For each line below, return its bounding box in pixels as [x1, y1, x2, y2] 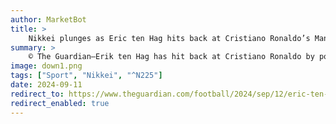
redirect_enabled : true [10, 98, 110, 108]
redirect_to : [10, 89, 65, 99]
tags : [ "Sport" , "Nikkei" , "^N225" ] [10, 71, 163, 81]
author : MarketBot [10, 14, 87, 25]
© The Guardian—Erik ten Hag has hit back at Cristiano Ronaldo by [28, 52, 315, 62]
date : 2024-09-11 [10, 80, 83, 90]
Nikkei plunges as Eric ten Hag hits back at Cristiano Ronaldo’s [28, 33, 311, 43]
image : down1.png [10, 61, 83, 71]
